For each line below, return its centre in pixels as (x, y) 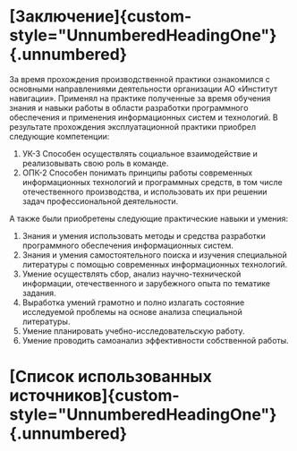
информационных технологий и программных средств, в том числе (153, 182)
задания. (39, 293)
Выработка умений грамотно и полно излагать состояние (133, 302)
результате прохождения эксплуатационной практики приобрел (133, 126)
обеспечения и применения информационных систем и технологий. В (144, 117)
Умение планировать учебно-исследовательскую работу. (133, 331)
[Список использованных (110, 377)
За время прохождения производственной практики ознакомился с (140, 79)
